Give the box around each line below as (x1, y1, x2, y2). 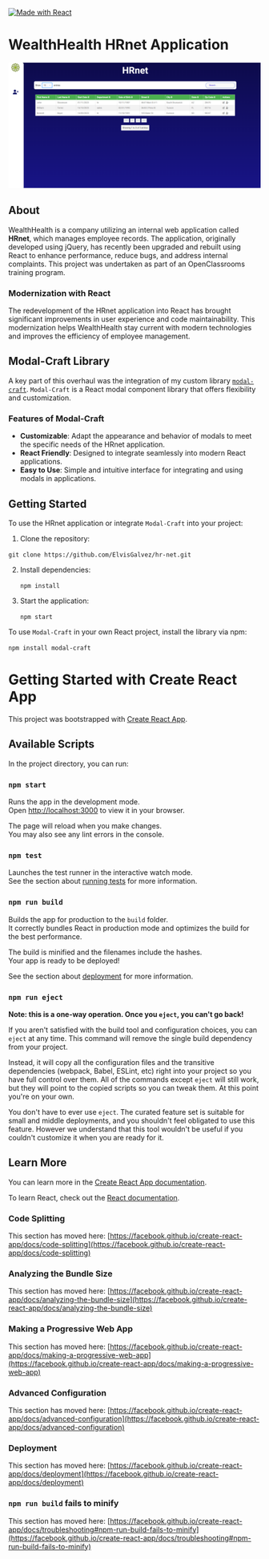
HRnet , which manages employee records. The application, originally (8, 233, 236, 243)
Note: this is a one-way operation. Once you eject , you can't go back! (8, 1009, 244, 1018)
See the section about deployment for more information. (8, 971, 194, 981)
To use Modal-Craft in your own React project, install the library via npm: (8, 627, 247, 637)
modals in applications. (19, 474, 97, 484)
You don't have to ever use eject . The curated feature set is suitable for (8, 1107, 245, 1116)
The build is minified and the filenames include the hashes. (8, 947, 203, 957)
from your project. (8, 1042, 68, 1051)
